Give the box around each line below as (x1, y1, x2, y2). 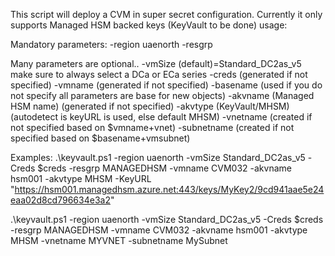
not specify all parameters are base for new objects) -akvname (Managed (10, 90, 315, 101)
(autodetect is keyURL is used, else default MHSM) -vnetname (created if (10, 111, 313, 123)
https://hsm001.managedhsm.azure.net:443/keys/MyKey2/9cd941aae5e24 (14, 184, 325, 195)
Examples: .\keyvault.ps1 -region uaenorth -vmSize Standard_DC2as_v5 (10, 152, 306, 163)
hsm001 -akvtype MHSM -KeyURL (10, 173, 152, 184)
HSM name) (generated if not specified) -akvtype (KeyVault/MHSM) (10, 100, 290, 112)
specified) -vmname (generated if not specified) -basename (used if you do (10, 79, 323, 91)
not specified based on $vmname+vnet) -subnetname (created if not (10, 122, 295, 133)
